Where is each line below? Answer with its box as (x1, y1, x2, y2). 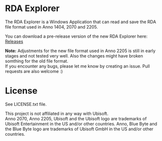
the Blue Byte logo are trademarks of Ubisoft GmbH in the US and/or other (5, 126, 154, 132)
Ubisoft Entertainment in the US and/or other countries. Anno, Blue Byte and (5, 121, 158, 127)
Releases (5, 38, 23, 44)
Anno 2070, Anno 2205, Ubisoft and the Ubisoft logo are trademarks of (5, 115, 147, 121)
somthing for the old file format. (5, 58, 69, 64)
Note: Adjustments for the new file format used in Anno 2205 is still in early (5, 48, 156, 54)
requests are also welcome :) (5, 68, 63, 74)
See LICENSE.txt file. (5, 101, 47, 107)
